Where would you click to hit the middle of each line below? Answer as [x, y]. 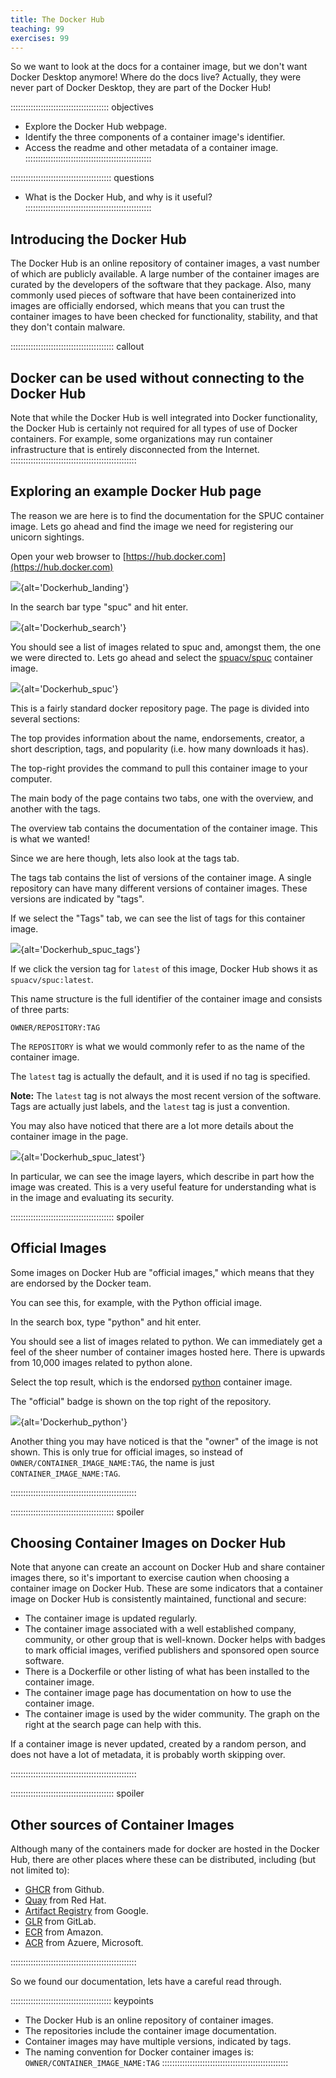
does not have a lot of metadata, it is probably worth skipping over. [148, 1755]
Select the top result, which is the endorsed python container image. [151, 1382]
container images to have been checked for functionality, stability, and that [164, 317]
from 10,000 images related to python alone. [101, 1362]
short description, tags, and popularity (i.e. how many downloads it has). [159, 748]
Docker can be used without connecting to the [157, 377]
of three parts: [40, 1009]
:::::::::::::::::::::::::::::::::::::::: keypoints [82, 2001]
